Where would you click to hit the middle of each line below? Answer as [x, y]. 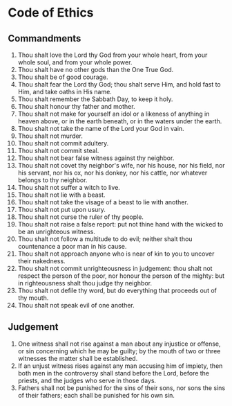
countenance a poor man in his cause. [72, 246]
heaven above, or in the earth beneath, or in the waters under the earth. [120, 121]
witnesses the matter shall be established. [78, 358]
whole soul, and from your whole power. [75, 62]
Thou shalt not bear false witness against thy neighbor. [96, 158]
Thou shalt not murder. [50, 136]
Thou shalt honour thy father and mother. [76, 106]
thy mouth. [33, 298]
